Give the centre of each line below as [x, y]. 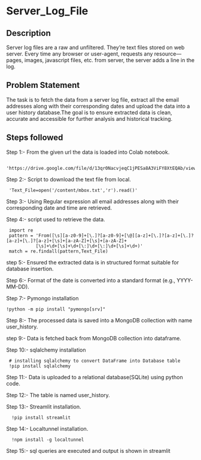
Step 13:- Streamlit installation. [44, 406]
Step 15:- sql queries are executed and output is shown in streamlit [88, 450]
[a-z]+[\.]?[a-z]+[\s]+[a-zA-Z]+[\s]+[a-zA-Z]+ [67, 240]
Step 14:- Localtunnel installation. [47, 428]
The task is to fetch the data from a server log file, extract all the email [93, 99]
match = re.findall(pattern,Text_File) [59, 251]
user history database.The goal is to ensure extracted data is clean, [89, 112]
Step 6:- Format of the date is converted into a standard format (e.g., [91, 280]
